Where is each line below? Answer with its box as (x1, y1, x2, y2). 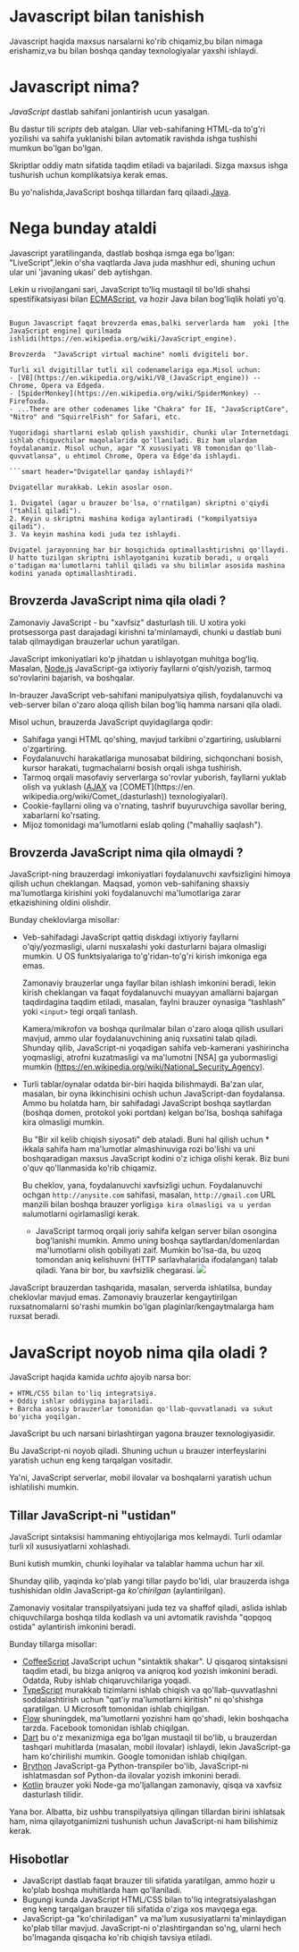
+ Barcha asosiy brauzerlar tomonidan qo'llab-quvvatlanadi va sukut (9, 1405, 274, 1414)
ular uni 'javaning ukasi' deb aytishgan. (9, 266, 154, 277)
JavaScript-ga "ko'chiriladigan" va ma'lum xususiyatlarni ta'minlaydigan (21, 1914, 287, 1923)
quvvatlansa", (9, 452, 62, 461)
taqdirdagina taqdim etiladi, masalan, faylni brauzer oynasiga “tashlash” (21, 997, 286, 1008)
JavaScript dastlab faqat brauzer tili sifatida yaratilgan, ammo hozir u (21, 1875, 276, 1886)
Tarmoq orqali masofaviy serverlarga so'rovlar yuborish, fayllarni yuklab (21, 772, 287, 782)
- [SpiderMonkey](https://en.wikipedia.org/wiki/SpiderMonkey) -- (9, 389, 262, 398)
